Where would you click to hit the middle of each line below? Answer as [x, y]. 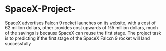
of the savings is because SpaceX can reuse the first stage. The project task [83, 33]
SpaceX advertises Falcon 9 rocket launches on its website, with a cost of [81, 23]
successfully [18, 43]
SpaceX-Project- [40, 9]
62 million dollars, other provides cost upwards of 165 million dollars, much [82, 27]
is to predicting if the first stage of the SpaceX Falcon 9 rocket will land [78, 38]
